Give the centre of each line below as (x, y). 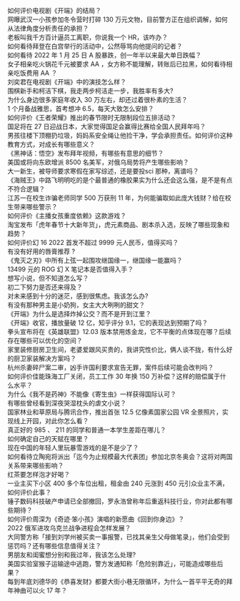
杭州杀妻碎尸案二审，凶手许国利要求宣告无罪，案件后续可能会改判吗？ (111, 367)
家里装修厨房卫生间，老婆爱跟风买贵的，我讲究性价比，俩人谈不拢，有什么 (117, 349)
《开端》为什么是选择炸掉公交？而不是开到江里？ (79, 314)
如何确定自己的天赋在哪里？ (48, 439)
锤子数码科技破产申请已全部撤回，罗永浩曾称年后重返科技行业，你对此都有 (117, 501)
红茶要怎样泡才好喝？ (39, 474)
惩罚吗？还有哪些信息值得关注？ (54, 546)
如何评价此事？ (29, 492)
